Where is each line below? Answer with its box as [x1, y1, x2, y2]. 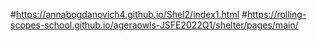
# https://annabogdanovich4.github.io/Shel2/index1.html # [10, 9, 248, 20]
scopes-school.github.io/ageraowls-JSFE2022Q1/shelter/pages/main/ [10, 19, 299, 31]
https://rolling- [246, 9, 307, 20]
